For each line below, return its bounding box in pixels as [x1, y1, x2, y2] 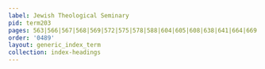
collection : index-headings [8, 48, 102, 56]
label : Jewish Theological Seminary [8, 11, 129, 20]
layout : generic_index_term [8, 41, 102, 49]
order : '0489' [8, 33, 56, 42]
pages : [8, 26, 30, 34]
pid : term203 [8, 19, 52, 27]
